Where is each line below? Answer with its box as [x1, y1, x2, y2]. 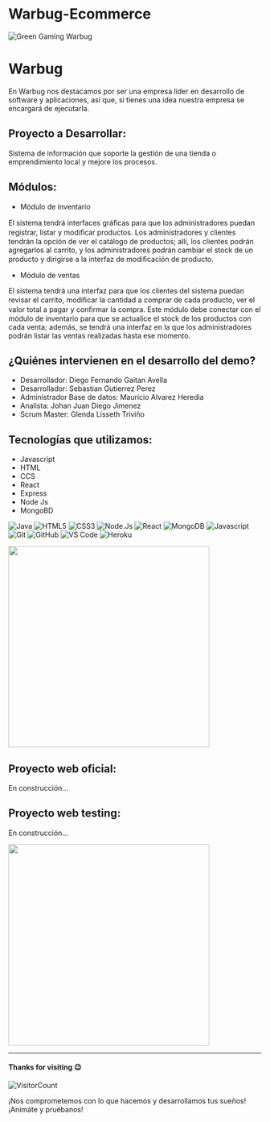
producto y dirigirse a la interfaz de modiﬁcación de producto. [8, 254, 215, 264]
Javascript [19, 455, 55, 464]
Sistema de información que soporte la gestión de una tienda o [8, 148, 217, 158]
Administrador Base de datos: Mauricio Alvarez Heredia [19, 393, 204, 402]
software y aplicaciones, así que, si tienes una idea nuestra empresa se [8, 94, 245, 105]
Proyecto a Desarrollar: [8, 127, 127, 141]
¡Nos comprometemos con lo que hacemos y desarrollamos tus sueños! [8, 1095, 247, 1105]
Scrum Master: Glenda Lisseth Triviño [19, 409, 145, 419]
